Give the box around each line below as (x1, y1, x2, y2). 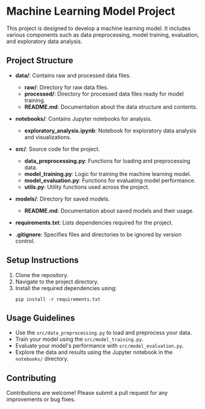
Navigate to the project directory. (15, 278, 99, 285)
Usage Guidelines (6, 313, 75, 323)
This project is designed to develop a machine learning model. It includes (6, 25, 191, 32)
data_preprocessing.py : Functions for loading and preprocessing (24, 157, 191, 164)
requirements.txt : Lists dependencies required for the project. (15, 219, 173, 226)
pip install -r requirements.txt (15, 296, 101, 302)
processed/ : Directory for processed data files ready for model (24, 90, 184, 97)
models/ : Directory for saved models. (15, 195, 110, 202)
